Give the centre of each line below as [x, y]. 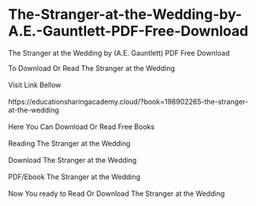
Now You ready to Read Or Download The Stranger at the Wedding [117, 193]
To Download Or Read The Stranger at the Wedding [92, 68]
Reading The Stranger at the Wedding [70, 143]
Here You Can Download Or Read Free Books [82, 127]
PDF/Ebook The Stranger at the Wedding [74, 177]
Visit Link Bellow [35, 85]
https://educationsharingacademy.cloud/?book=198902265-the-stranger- [128, 101]
